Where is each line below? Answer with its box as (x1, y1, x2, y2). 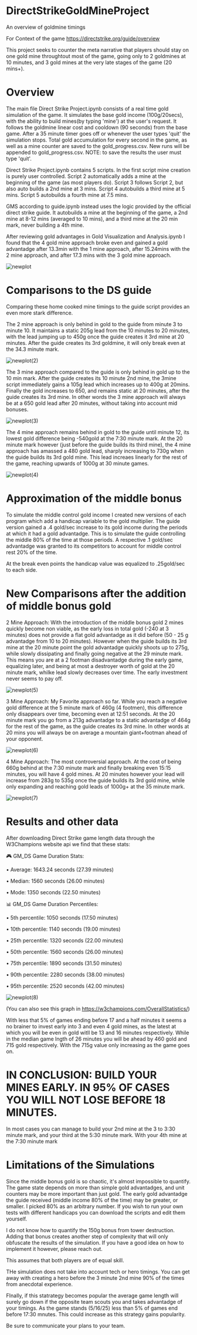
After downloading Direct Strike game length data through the (6, 834, 155, 841)
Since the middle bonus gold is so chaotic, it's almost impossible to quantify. (6, 1178, 191, 1185)
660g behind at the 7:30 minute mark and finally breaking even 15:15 (6, 764, 171, 771)
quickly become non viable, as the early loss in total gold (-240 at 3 (6, 625, 169, 632)
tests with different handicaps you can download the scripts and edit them (6, 1209, 186, 1216)
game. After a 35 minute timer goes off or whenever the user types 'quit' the (6, 130, 191, 137)
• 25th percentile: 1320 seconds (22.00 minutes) (6, 937, 124, 944)
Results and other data (6, 815, 119, 828)
